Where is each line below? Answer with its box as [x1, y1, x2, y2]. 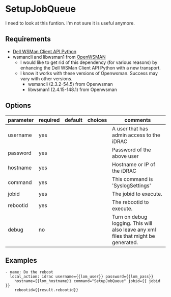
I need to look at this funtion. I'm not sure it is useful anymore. [5, 20, 135, 26]
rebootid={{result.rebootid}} [14, 287, 79, 293]
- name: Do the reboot [5, 269, 53, 275]
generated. [111, 239, 138, 246]
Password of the [111, 146, 151, 153]
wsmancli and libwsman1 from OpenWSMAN [12, 54, 106, 60]
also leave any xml [111, 226, 156, 233]
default [64, 116, 83, 123]
